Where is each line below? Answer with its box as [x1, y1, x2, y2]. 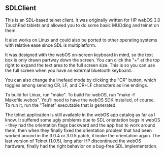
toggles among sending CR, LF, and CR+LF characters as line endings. [5, 82, 149, 88]
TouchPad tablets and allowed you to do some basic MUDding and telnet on [5, 22, 159, 28]
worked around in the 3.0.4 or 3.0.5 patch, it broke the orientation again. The [5, 132, 161, 138]
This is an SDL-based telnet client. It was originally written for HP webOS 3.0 [5, 17, 161, 23]
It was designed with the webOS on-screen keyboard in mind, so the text [5, 52, 153, 58]
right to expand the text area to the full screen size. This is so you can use [5, 62, 155, 68]
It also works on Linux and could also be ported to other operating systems [5, 37, 158, 43]
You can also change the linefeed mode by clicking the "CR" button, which [5, 77, 157, 83]
